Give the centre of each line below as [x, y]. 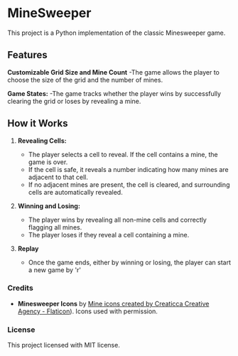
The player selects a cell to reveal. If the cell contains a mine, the [123, 154]
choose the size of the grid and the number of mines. [85, 80]
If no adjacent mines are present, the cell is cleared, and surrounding [129, 184]
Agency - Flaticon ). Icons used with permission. [88, 311]
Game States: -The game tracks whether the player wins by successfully [114, 93]
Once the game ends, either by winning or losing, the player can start [129, 262]
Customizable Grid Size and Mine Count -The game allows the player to [114, 72]
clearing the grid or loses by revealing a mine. [74, 101]
